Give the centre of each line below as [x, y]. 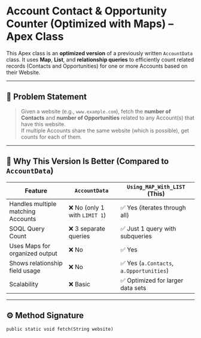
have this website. [43, 124]
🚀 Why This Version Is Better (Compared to [88, 161]
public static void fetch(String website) [60, 329]
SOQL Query [27, 228]
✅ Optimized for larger [152, 280]
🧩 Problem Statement [47, 97]
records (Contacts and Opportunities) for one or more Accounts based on [97, 66]
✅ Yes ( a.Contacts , [147, 263]
